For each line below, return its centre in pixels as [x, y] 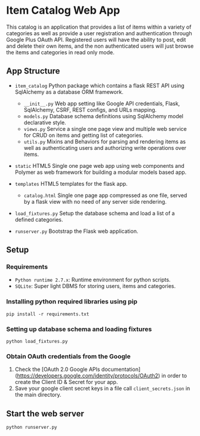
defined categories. [39, 219]
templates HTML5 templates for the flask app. [71, 183]
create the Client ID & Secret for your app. [66, 382]
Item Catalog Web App [63, 10]
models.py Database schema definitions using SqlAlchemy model [104, 116]
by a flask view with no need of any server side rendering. [95, 201]
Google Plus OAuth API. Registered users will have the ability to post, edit [96, 39]
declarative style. [45, 122]
